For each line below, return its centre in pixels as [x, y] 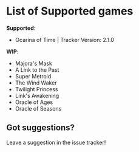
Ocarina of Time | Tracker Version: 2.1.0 [64, 40]
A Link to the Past [37, 70]
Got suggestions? [40, 128]
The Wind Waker [36, 83]
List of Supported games [70, 11]
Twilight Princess [36, 89]
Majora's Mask [34, 63]
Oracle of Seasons [38, 108]
